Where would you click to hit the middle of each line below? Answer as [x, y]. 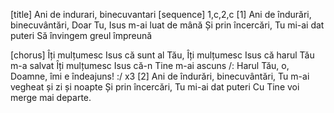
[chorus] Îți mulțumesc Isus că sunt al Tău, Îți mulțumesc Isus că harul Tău [162, 55]
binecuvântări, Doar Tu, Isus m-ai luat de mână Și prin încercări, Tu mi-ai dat [167, 25]
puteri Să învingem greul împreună [81, 35]
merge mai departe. [51, 97]
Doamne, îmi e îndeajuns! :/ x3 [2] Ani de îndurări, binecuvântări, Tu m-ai [160, 76]
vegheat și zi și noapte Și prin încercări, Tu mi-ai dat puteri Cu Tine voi [155, 87]
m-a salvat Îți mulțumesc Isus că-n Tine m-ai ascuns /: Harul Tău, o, [150, 65]
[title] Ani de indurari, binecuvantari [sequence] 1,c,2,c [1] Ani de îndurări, [161, 14]
